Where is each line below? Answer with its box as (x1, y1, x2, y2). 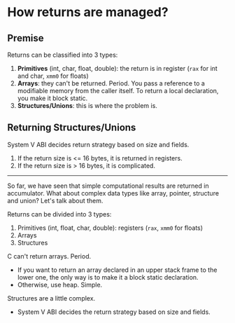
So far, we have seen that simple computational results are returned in (7, 181, 209, 190)
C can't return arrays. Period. (7, 252, 92, 260)
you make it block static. (17, 94, 88, 102)
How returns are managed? (7, 4, 169, 20)
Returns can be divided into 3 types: (7, 209, 112, 218)
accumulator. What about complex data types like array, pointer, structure (7, 188, 219, 197)
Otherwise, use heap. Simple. (17, 280, 103, 289)
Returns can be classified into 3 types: (7, 50, 118, 59)
